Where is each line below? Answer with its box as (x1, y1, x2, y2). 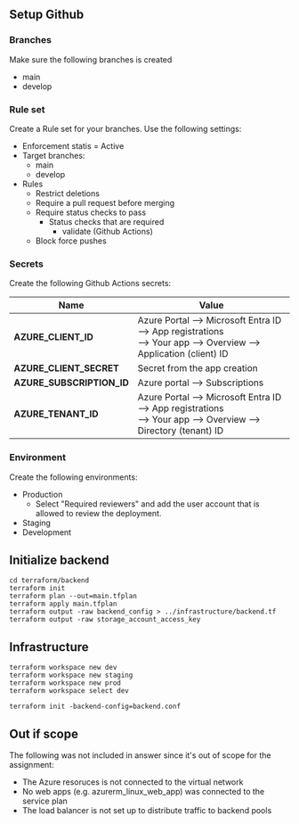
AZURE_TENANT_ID (13, 408, 99, 420)
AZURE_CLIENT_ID (13, 331, 93, 343)
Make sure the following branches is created (9, 54, 173, 65)
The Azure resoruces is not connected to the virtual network (21, 777, 244, 787)
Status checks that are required (48, 216, 165, 227)
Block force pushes (35, 235, 107, 246)
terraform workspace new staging (9, 671, 133, 680)
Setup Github (9, 7, 85, 22)
